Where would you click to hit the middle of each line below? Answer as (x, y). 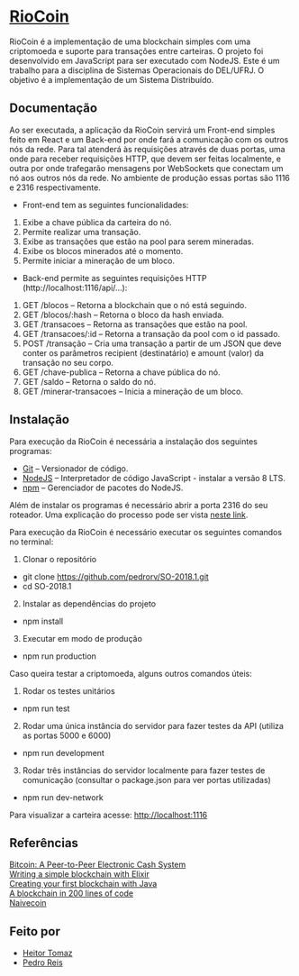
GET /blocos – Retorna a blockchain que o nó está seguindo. (135, 305)
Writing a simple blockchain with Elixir (80, 874)
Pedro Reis (42, 962)
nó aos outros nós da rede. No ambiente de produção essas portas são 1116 (150, 178)
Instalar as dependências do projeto (89, 603)
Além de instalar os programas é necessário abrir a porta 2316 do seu (139, 505)
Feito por (35, 931)
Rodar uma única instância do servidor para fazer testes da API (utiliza (153, 725)
